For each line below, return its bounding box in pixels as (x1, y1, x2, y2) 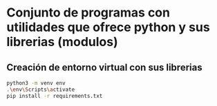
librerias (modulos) (6, 34, 118, 50)
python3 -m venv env (6, 80, 66, 87)
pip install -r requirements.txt (6, 92, 103, 99)
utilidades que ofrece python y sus (6, 19, 210, 35)
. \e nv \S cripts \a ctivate (6, 86, 75, 93)
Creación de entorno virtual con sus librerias (6, 61, 202, 73)
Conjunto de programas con (6, 5, 171, 21)
